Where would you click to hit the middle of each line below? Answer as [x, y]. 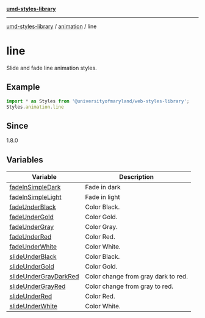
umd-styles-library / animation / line [52, 26]
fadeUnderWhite [33, 247]
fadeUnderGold [31, 217]
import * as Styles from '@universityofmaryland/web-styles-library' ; [98, 101]
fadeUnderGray [31, 227]
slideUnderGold [32, 267]
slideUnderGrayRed [38, 286]
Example [23, 87]
